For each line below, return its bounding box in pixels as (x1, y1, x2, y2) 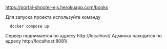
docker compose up (10, 24, 50, 29)
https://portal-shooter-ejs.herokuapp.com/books (5, 5, 109, 10)
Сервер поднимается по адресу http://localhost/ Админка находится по (5, 33, 162, 38)
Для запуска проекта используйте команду (5, 14, 101, 20)
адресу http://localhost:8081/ (5, 38, 68, 44)
